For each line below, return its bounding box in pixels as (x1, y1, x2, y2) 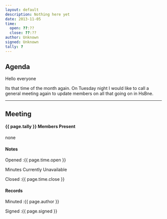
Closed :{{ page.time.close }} (5, 176, 65, 182)
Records (5, 187, 23, 194)
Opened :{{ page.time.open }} (5, 157, 66, 163)
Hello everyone (5, 75, 36, 82)
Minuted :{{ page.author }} (5, 199, 60, 205)
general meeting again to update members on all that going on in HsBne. (5, 90, 154, 97)
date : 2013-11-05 (5, 16, 41, 21)
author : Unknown (5, 35, 39, 40)
